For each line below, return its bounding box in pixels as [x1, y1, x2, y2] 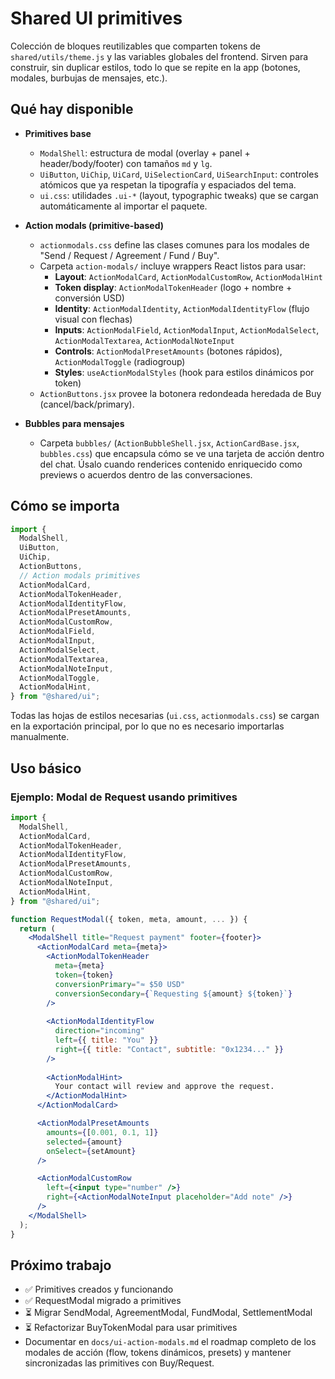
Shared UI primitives [10, 7, 183, 30]
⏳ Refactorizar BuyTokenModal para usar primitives [24, 1322, 238, 1334]
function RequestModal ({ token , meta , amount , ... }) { [10, 914, 248, 924]
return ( [19, 923, 56, 934]
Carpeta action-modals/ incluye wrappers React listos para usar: [39, 260, 307, 272]
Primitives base [24, 127, 92, 139]
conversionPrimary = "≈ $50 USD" [54, 979, 186, 989]
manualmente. [10, 731, 70, 743]
